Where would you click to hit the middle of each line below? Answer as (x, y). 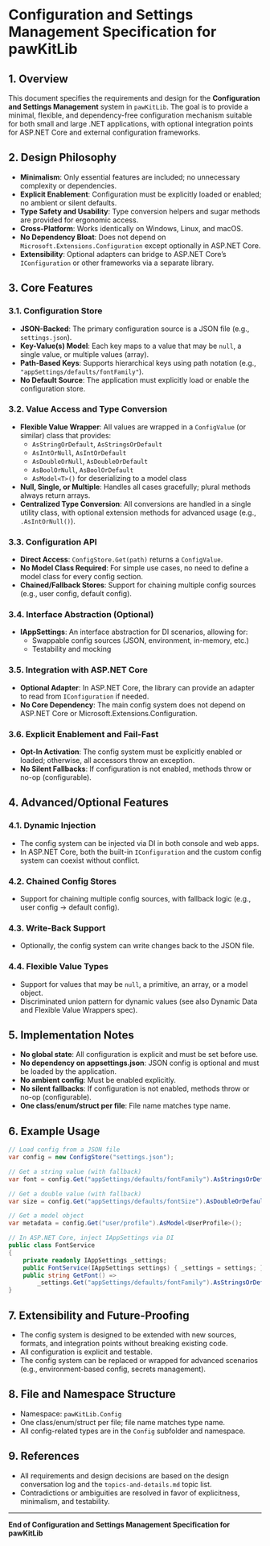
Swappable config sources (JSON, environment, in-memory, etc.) (140, 640)
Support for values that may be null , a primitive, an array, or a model (134, 984)
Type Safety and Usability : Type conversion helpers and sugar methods (140, 211)
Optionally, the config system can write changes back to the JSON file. (137, 946)
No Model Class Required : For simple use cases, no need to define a (134, 568)
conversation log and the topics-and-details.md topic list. (116, 1484)
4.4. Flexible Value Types (59, 967)
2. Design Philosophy (63, 158)
